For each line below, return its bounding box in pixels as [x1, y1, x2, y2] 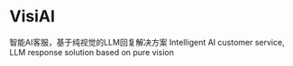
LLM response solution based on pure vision [9, 46, 174, 57]
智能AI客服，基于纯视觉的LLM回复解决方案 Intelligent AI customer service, [9, 37, 286, 47]
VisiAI [9, 6, 56, 27]
